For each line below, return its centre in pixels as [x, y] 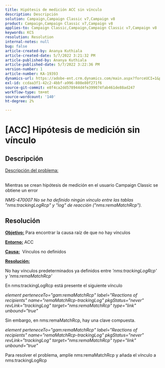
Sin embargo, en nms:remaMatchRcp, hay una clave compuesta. [70, 320]
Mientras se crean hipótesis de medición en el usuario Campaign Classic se [82, 185]
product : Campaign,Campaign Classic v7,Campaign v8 [59, 23]
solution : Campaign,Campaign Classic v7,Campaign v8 [60, 19]
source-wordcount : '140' [30, 97]
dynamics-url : [20, 78]
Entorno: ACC [19, 242]
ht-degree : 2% [20, 101]
